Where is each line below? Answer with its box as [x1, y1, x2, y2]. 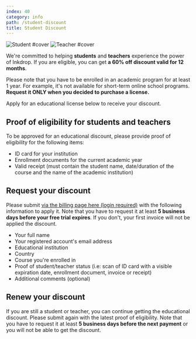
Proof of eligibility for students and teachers [6, 117, 171, 127]
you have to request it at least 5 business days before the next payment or [6, 320, 188, 327]
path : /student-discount [6, 19, 67, 25]
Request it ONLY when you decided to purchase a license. [6, 89, 150, 96]
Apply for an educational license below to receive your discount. [6, 100, 161, 107]
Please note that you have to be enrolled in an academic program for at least [6, 76, 191, 83]
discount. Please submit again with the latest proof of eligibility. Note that [6, 314, 183, 321]
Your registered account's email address [14, 238, 112, 245]
